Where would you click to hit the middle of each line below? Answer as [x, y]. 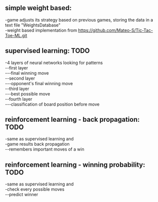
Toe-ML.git [16, 35]
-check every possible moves [35, 189]
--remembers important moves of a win [45, 149]
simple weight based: [38, 8]
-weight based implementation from [41, 30]
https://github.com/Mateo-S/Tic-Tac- [115, 30]
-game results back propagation [37, 144]
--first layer [17, 67]
